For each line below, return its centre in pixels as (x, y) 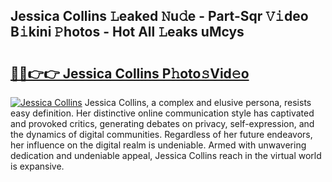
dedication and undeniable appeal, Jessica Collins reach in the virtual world (166, 155)
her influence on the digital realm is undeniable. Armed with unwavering (158, 145)
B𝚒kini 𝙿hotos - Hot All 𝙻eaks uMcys (127, 32)
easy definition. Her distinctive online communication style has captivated (162, 113)
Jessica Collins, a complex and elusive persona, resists (198, 102)
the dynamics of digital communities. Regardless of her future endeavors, (161, 134)
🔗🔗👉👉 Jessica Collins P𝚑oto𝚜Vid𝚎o (130, 73)
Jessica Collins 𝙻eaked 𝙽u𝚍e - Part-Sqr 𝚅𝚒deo (159, 16)
